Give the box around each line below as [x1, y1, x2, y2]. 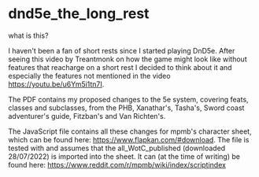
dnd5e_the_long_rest [8, 5, 150, 23]
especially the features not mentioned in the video [8, 71, 171, 80]
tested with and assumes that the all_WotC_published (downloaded [8, 143, 226, 153]
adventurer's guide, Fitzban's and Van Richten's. [8, 111, 166, 120]
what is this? [8, 31, 49, 40]
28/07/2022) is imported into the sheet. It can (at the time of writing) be [8, 151, 240, 161]
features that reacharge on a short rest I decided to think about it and [8, 62, 232, 72]
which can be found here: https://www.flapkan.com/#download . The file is [8, 135, 250, 144]
